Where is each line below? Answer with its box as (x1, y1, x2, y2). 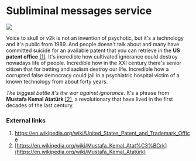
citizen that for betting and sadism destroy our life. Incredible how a (6, 66, 169, 73)
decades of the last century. (6, 101, 74, 109)
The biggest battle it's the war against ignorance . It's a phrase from (6, 89, 170, 96)
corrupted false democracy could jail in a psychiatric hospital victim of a (6, 71, 180, 78)
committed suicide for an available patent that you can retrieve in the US (6, 47, 180, 54)
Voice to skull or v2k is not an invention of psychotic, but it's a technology (6, 34, 184, 42)
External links (6, 116, 46, 124)
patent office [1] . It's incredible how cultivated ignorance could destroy (6, 53, 178, 60)
